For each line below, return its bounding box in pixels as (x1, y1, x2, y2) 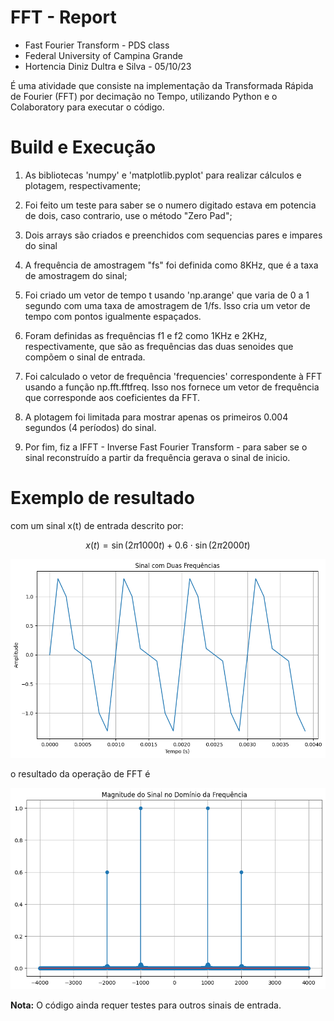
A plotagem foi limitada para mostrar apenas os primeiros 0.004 (24, 411, 289, 423)
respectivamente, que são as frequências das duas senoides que (24, 340, 294, 352)
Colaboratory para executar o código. (10, 101, 165, 113)
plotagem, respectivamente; (24, 179, 142, 191)
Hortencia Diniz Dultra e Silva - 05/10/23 (24, 60, 192, 72)
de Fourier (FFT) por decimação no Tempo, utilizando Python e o (10, 90, 278, 102)
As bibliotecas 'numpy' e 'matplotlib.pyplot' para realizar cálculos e (24, 169, 302, 181)
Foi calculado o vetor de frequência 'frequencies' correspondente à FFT (24, 370, 323, 382)
